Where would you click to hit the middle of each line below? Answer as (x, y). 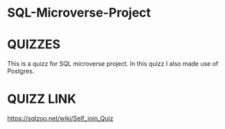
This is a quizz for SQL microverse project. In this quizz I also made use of (113, 64)
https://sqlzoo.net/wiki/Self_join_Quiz (60, 119)
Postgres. (21, 71)
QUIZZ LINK (42, 99)
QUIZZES (34, 45)
